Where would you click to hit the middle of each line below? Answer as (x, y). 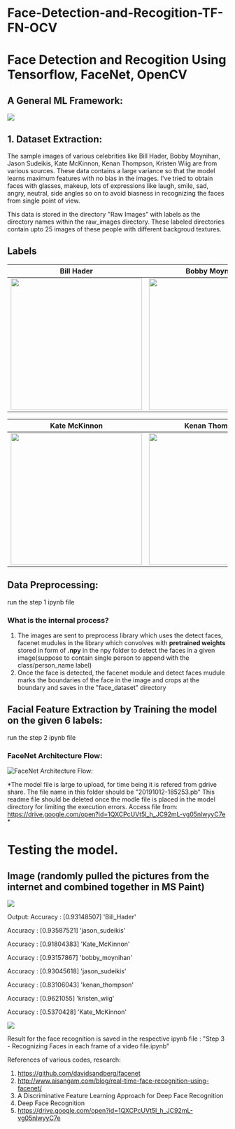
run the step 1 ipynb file (41, 602)
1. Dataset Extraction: (55, 139)
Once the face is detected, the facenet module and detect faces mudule (121, 672)
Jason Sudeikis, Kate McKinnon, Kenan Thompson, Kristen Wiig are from (112, 163)
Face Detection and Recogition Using (117, 60)
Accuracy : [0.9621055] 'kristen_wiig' (61, 999)
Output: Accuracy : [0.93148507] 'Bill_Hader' (72, 917)
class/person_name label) (55, 665)
